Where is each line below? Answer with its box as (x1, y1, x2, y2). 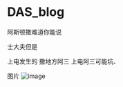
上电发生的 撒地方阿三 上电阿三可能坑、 (7, 57, 120, 66)
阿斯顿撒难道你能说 (7, 28, 62, 36)
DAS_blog (7, 4, 65, 20)
